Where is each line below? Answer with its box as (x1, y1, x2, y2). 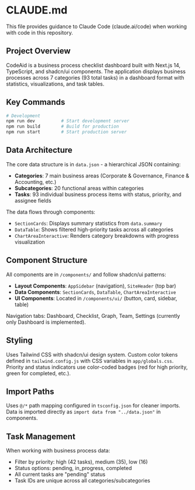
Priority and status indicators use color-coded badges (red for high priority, (6, 364, 188, 371)
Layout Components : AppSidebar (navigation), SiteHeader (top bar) (14, 282, 177, 289)
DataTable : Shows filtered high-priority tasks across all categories (14, 226, 174, 233)
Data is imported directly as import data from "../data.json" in (6, 408, 161, 416)
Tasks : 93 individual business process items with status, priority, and (14, 191, 182, 198)
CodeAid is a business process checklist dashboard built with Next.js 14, (6, 61, 181, 68)
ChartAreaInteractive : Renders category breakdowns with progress (14, 232, 179, 239)
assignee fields (14, 197, 52, 204)
